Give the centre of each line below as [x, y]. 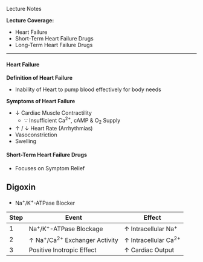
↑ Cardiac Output [149, 250]
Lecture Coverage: [30, 20]
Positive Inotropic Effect [63, 250]
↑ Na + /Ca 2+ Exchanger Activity [74, 239]
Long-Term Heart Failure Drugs [54, 45]
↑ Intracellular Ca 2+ [152, 239]
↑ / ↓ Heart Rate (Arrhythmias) [54, 128]
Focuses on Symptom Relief [50, 168]
